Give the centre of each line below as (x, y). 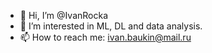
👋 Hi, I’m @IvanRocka (64, 15)
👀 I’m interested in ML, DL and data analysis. (111, 26)
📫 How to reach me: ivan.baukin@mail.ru (105, 37)
